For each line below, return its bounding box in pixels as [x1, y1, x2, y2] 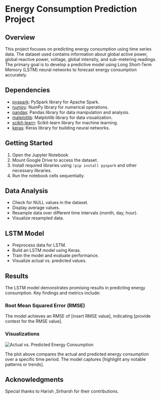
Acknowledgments [5, 376, 64, 384]
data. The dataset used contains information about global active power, [5, 51, 148, 57]
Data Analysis [5, 187, 49, 195]
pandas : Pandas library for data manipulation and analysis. [12, 109, 130, 115]
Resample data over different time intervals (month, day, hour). [12, 210, 138, 216]
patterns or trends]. [5, 361, 44, 367]
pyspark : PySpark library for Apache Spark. [12, 99, 100, 105]
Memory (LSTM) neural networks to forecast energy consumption [5, 67, 137, 73]
